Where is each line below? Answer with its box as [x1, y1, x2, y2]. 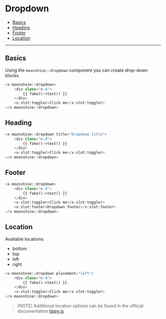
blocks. [5, 72, 20, 78]
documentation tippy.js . [17, 308, 65, 314]
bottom [12, 245, 27, 251]
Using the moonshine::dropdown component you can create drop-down [5, 67, 148, 73]
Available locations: [5, 236, 44, 242]
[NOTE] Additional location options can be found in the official [17, 303, 144, 309]
